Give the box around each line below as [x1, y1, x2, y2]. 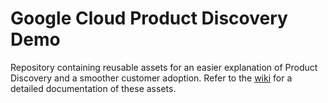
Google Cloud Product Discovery [10, 7, 288, 30]
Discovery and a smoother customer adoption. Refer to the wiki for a [10, 72, 293, 84]
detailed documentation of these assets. [10, 82, 177, 94]
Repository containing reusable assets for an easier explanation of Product [10, 61, 318, 73]
